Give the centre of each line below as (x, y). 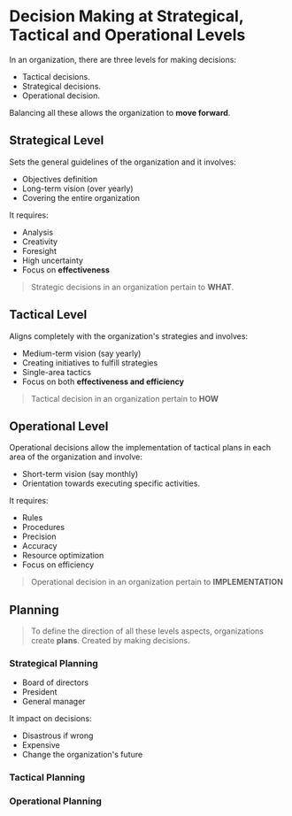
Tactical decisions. (56, 76)
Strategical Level (57, 140)
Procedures (43, 527)
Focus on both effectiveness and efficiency (103, 381)
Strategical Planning (54, 664)
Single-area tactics (56, 372)
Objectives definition (60, 179)
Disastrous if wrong (58, 735)
